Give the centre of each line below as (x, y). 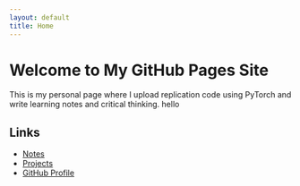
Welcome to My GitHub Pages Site (139, 70)
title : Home (31, 26)
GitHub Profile (48, 173)
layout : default (39, 17)
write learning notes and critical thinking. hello (94, 105)
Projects (38, 164)
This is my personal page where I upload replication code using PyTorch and (150, 95)
